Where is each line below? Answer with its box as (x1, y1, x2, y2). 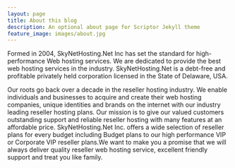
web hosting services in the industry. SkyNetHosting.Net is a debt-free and (7, 64, 226, 73)
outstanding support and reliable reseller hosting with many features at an (7, 116, 222, 124)
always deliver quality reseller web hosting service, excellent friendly (7, 145, 208, 154)
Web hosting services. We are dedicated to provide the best (47, 57, 221, 66)
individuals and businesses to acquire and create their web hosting (7, 93, 203, 102)
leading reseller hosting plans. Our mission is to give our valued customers (7, 108, 224, 116)
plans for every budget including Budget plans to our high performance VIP (7, 131, 227, 139)
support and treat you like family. (7, 153, 103, 162)
